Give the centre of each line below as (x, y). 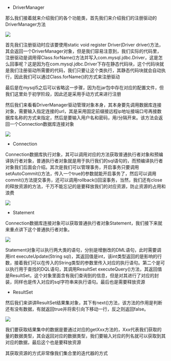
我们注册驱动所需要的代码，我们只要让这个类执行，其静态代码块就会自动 (85, 70)
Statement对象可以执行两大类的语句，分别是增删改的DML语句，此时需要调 (83, 250)
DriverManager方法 (25, 24)
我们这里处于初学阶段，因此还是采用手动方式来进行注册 (63, 94)
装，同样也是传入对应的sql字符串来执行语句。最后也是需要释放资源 (75, 282)
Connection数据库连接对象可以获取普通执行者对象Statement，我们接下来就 (84, 223)
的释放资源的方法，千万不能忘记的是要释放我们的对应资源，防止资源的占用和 (85, 186)
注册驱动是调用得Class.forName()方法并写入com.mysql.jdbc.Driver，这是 (82, 58)
